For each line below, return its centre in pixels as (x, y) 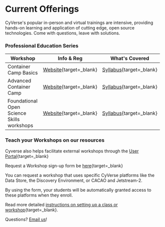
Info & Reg (70, 58)
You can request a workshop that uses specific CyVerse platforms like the (80, 175)
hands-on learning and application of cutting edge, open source (70, 27)
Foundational (23, 101)
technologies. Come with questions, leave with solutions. (63, 33)
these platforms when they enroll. (39, 195)
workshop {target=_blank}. (32, 210)
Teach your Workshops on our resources (55, 140)
